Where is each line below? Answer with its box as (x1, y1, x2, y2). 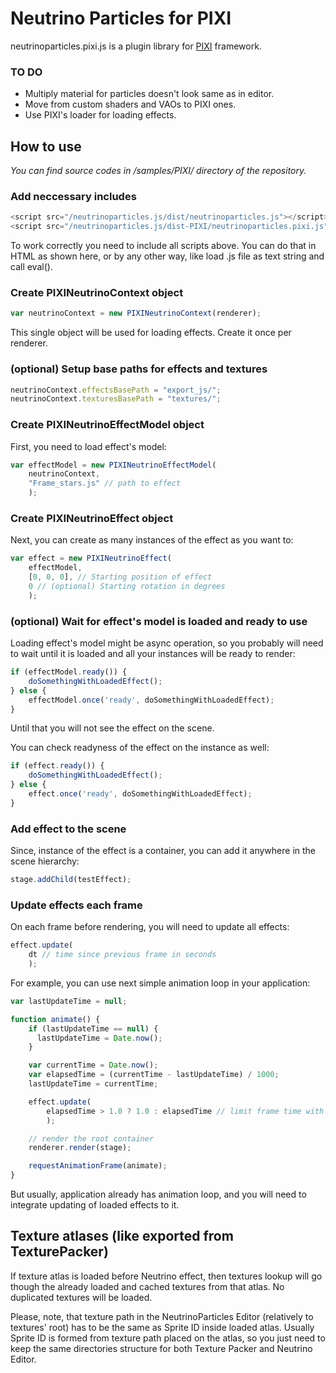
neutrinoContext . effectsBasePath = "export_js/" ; (10, 385, 222, 395)
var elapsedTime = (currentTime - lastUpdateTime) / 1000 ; (28, 1070, 280, 1080)
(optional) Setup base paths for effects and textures (10, 362, 268, 376)
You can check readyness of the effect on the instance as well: (10, 742, 270, 754)
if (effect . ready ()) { (10, 761, 105, 771)
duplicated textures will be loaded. (10, 1291, 153, 1303)
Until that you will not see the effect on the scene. (10, 722, 215, 734)
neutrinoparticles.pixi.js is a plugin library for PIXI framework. (10, 40, 262, 52)
